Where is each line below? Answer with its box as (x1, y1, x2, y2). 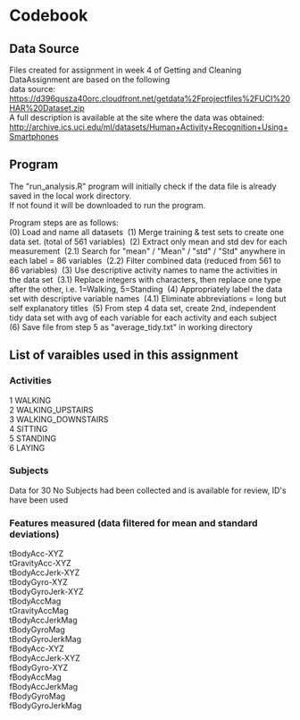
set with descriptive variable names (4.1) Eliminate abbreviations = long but (9, 292, 287, 304)
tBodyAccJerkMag (9, 614, 78, 626)
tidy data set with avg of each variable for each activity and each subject (9, 312, 277, 323)
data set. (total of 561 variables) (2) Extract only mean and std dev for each (9, 236, 287, 247)
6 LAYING (9, 442, 46, 453)
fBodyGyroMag (9, 690, 66, 702)
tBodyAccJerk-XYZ (9, 567, 80, 578)
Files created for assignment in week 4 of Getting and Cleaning (9, 64, 242, 75)
